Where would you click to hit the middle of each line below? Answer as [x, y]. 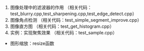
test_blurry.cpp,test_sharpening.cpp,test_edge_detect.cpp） [74, 14]
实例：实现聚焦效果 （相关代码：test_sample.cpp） [64, 33]
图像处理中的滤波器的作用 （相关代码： [51, 7]
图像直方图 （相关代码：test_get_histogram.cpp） [62, 26]
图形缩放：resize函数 [32, 43]
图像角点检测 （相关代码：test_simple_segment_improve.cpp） [76, 20]
